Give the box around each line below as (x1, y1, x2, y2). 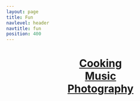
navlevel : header (6, 20, 50, 26)
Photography (67, 82, 134, 96)
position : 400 (6, 31, 42, 37)
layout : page (6, 8, 39, 15)
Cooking (78, 57, 122, 71)
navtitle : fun (6, 25, 42, 32)
